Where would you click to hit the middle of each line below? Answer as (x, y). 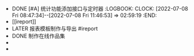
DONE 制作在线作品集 (39, 36)
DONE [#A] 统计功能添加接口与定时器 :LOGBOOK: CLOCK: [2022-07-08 (100, 9)
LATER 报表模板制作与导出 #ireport (55, 29)
